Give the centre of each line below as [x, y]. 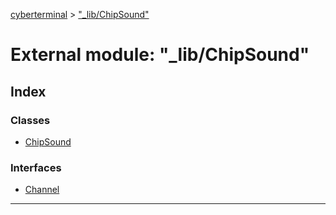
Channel [42, 190]
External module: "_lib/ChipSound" [160, 55]
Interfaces [36, 167]
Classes [30, 120]
